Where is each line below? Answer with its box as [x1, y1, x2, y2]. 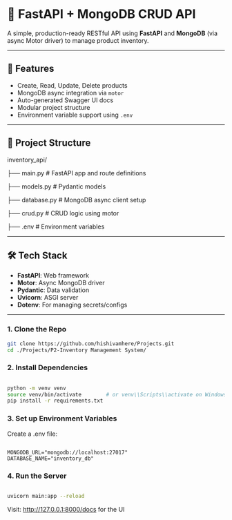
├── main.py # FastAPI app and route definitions [7, 168, 146, 177]
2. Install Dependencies [7, 363, 88, 372]
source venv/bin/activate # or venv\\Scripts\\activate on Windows [7, 391, 227, 398]
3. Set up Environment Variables [7, 414, 117, 423]
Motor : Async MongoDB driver [17, 279, 105, 287]
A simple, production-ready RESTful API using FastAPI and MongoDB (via [7, 29, 218, 37]
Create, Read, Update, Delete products [17, 81, 128, 89]
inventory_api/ [7, 155, 47, 164]
